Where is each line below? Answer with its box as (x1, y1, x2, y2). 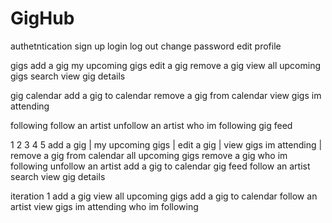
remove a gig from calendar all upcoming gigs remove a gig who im (10, 149, 288, 161)
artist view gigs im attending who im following (10, 200, 199, 212)
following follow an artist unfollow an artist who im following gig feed (10, 119, 293, 131)
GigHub (10, 7, 75, 30)
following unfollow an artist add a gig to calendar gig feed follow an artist (10, 160, 311, 172)
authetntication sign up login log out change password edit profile (10, 40, 282, 52)
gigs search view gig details (10, 70, 126, 82)
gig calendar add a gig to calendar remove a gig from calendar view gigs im (10, 89, 322, 101)
